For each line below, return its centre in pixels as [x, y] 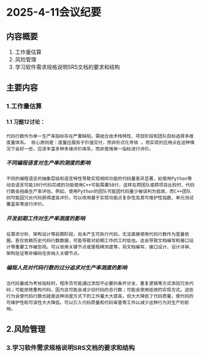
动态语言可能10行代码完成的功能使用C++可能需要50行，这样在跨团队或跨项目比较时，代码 [100, 185]
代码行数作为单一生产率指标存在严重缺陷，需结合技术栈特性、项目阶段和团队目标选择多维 [100, 136]
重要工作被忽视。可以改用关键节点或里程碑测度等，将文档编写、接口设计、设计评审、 [104, 247]
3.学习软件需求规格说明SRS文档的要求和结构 [70, 347]
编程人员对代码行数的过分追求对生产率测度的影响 [67, 267]
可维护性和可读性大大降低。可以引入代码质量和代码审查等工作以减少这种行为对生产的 [95, 303]
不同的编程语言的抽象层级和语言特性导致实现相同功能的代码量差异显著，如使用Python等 [99, 179]
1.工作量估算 [24, 106]
